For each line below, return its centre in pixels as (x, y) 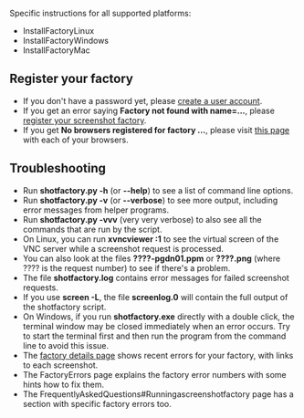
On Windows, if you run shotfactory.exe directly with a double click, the (158, 316)
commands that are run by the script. (92, 229)
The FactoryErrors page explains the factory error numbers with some (154, 374)
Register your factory (72, 79)
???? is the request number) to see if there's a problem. (126, 267)
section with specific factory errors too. (97, 403)
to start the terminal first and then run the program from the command (154, 336)
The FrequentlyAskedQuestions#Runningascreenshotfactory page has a (158, 394)
